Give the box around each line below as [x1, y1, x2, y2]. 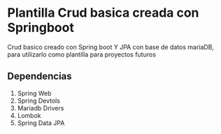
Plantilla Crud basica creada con [7, 5, 199, 21]
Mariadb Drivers [17, 103, 64, 112]
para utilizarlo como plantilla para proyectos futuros [7, 50, 156, 59]
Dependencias [7, 70, 72, 82]
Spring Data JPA [17, 119, 65, 127]
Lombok [17, 111, 42, 119]
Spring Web [17, 89, 52, 97]
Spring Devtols [17, 96, 61, 105]
